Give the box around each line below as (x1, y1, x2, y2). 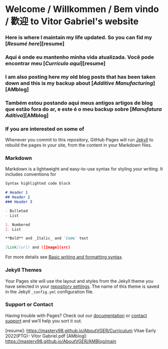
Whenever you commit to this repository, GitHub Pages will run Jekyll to (5, 137, 154, 143)
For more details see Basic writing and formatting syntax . (5, 254, 123, 260)
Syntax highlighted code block (5, 181, 71, 186)
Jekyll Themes (5, 267, 42, 274)
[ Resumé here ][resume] (5, 40, 65, 47)
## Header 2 (5, 195, 30, 200)
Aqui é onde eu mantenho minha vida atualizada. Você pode (5, 54, 154, 61)
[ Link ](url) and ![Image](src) (5, 245, 71, 250)
